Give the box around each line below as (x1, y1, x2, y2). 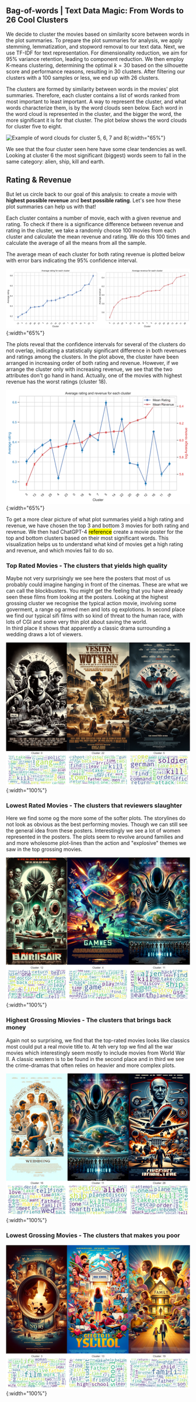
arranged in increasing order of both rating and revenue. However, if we (6, 360, 179, 367)
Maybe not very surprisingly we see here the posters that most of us (6, 575, 171, 582)
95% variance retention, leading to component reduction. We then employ (6, 55, 184, 62)
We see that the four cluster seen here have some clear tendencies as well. (6, 145, 187, 152)
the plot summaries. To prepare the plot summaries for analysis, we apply (6, 36, 183, 44)
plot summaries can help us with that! (6, 203, 96, 210)
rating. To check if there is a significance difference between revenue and (6, 220, 184, 227)
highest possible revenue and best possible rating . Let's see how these (6, 197, 181, 204)
